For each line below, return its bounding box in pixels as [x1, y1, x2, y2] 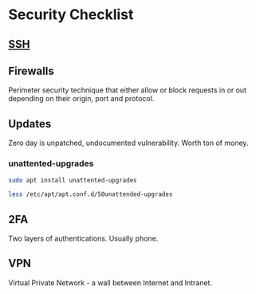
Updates [8, 117, 52, 131]
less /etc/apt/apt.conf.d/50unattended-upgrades [8, 190, 173, 198]
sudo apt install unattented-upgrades [8, 176, 137, 184]
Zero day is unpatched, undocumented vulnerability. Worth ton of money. [8, 138, 249, 148]
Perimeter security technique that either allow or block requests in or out [8, 85, 247, 95]
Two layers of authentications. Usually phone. [8, 233, 159, 244]
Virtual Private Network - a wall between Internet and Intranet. [8, 277, 213, 288]
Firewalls [8, 64, 54, 77]
